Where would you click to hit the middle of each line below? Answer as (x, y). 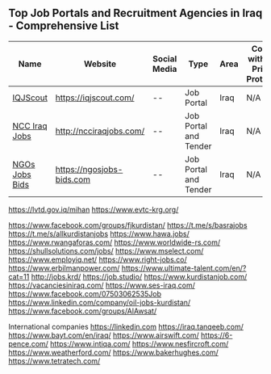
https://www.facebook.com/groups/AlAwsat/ (83, 311)
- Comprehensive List (64, 26)
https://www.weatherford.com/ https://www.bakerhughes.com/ (114, 352)
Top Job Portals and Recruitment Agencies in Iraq (135, 13)
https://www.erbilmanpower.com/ (64, 268)
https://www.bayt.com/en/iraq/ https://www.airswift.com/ (104, 335)
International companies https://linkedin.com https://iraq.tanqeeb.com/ (126, 326)
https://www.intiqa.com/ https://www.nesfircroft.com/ (139, 343)
